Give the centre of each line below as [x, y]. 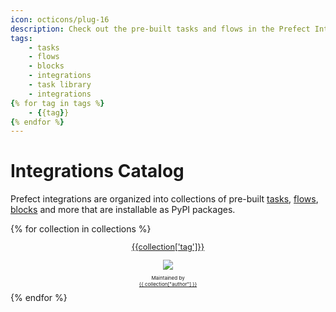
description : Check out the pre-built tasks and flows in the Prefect [160, 29]
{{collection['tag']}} [168, 246]
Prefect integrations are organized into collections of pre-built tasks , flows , [164, 199]
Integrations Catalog [97, 171]
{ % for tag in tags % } [57, 103]
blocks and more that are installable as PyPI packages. [123, 210]
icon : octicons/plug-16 [60, 19]
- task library [60, 85]
